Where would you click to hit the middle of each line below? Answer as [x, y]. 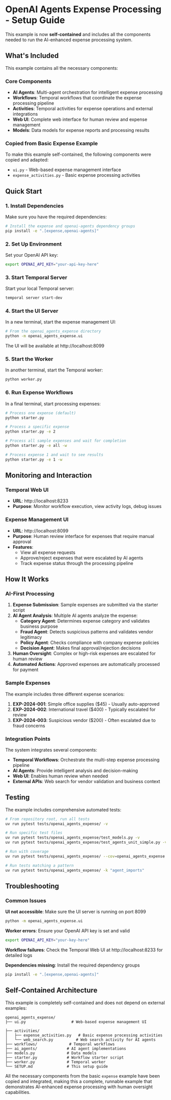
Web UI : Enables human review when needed [60, 776]
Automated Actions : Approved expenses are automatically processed [86, 664]
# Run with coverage [27, 852]
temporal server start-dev [34, 298]
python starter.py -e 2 [31, 432]
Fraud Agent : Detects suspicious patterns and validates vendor [87, 632]
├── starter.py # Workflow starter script [65, 1057]
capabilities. [18, 1092]
